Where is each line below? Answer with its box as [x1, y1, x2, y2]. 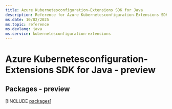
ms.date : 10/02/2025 [5, 17, 50, 22]
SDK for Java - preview [55, 64, 156, 76]
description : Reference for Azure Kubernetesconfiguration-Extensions [5, 12, 159, 17]
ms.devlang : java [5, 27, 42, 32]
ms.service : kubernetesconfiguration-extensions [5, 31, 111, 36]
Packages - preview [5, 84, 70, 93]
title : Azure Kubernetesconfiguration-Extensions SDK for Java [5, 7, 143, 13]
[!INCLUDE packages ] [5, 98, 52, 104]
